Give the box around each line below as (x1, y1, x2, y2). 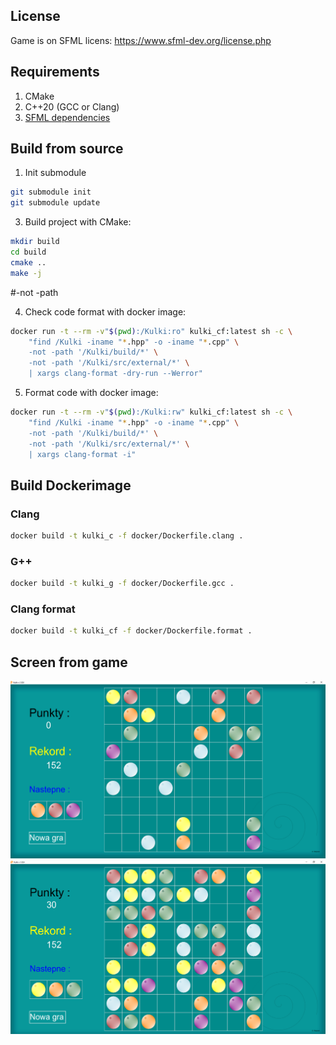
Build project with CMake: (24, 216, 132, 228)
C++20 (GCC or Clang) (24, 100, 120, 113)
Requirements (10, 64, 100, 81)
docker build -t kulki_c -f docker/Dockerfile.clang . (10, 531, 244, 541)
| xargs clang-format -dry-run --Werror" (28, 369, 203, 379)
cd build (10, 247, 47, 258)
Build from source (10, 140, 124, 158)
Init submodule (24, 167, 87, 179)
